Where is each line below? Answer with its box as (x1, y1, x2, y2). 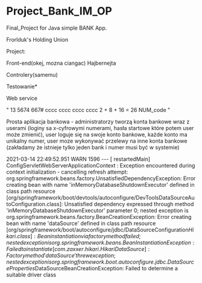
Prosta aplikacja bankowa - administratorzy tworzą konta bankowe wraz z (6, 118, 190, 125)
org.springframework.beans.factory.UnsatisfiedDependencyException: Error (6, 174, 196, 182)
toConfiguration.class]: (6, 200, 63, 207)
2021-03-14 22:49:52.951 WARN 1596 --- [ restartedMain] (6, 155, 151, 163)
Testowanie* (6, 83, 38, 90)
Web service (6, 94, 38, 102)
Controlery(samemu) (6, 71, 58, 78)
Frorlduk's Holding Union (6, 36, 68, 43)
